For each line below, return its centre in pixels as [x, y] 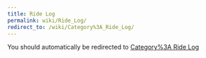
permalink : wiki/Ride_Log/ [47, 21]
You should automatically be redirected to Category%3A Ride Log [103, 47]
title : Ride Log [31, 14]
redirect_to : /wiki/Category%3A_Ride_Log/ [71, 27]
